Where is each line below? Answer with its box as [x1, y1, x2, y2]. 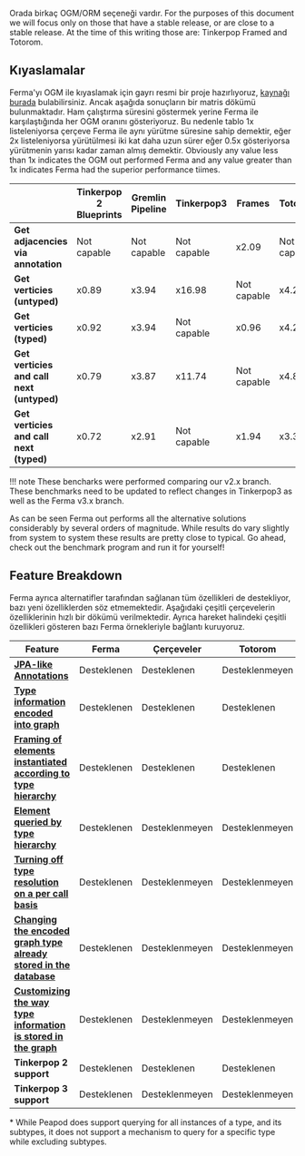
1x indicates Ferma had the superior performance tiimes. [9, 163, 221, 175]
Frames [236, 197, 271, 210]
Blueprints [76, 208, 123, 220]
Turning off [14, 853, 64, 866]
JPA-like [14, 658, 53, 671]
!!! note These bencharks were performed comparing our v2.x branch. [9, 475, 272, 486]
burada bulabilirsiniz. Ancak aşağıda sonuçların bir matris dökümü [9, 96, 256, 107]
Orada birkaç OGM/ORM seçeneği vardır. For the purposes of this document [9, 8, 295, 18]
